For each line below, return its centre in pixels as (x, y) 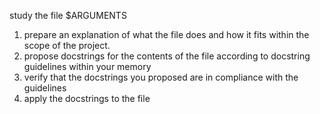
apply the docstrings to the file (87, 98)
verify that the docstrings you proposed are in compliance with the (161, 77)
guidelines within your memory (87, 66)
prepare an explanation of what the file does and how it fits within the (166, 34)
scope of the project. (67, 45)
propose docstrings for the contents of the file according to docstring (167, 56)
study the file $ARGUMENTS (68, 15)
